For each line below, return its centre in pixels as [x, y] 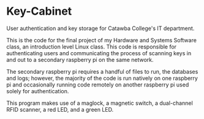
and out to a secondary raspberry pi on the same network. [80, 60]
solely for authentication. [38, 91]
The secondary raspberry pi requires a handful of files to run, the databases [102, 71]
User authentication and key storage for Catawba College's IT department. [100, 28]
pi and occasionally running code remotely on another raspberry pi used [98, 85]
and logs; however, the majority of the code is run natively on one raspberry [102, 78]
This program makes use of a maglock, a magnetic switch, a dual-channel [100, 103]
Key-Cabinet [39, 11]
